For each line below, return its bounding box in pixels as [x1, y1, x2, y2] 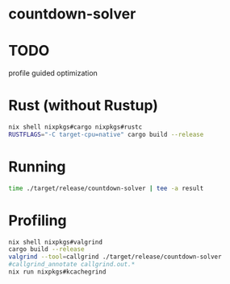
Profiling [8, 211, 67, 229]
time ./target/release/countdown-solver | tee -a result [8, 184, 204, 192]
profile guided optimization [8, 68, 98, 78]
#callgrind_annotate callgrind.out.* [8, 261, 136, 269]
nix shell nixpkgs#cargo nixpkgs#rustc [8, 123, 143, 131]
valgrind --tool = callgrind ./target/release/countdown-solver [8, 253, 222, 261]
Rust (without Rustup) [8, 97, 159, 115]
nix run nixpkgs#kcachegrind [8, 268, 107, 276]
